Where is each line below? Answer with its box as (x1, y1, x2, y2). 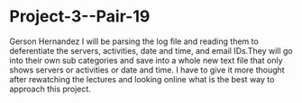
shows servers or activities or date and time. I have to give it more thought (9, 64, 286, 75)
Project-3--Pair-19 (9, 6, 151, 27)
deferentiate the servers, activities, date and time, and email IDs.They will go (9, 45, 293, 56)
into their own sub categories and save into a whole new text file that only (9, 55, 283, 65)
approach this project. (9, 83, 92, 94)
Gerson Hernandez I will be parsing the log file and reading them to (9, 36, 259, 47)
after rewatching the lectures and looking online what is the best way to (9, 73, 275, 84)
